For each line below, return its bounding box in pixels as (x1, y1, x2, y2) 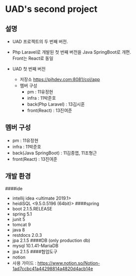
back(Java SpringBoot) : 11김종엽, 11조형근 (12, 150, 97, 156)
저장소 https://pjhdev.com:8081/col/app (19, 76, 100, 82)
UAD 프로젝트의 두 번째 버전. (12, 39, 68, 44)
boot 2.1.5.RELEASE (12, 206, 53, 211)
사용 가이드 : (12, 260, 37, 266)
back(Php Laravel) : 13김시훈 (27, 101, 85, 107)
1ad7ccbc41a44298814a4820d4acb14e (12, 266, 93, 272)
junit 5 (12, 216, 25, 222)
